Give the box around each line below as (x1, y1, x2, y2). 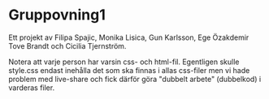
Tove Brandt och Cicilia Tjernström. (8, 41, 127, 50)
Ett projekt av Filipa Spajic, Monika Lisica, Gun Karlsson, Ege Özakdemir (8, 32, 249, 42)
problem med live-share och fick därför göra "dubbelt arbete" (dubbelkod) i (8, 74, 262, 84)
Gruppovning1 (8, 6, 106, 24)
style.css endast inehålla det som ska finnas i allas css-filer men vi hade (8, 65, 250, 75)
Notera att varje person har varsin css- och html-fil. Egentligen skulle (8, 57, 240, 67)
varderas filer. (8, 83, 55, 93)
